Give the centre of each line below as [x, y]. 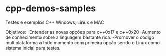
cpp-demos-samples [51, 9]
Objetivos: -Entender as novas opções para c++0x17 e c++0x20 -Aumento [83, 32]
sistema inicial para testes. [33, 48]
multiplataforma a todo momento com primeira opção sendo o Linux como [83, 42]
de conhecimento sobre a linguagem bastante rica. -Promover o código [80, 37]
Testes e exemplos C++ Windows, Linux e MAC [55, 22]
